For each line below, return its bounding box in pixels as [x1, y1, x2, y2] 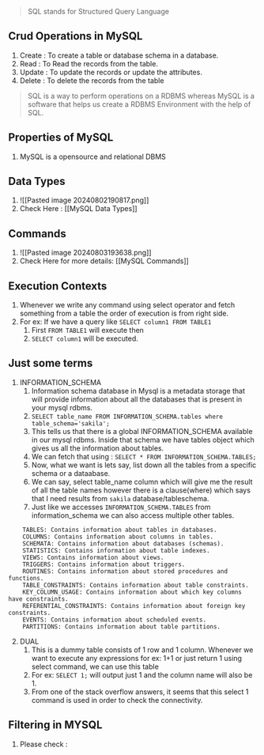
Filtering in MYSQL [8, 719, 103, 732]
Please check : [19, 739, 68, 749]
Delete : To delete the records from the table [19, 75, 164, 85]
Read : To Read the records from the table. [19, 59, 158, 68]
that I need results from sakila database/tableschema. [31, 493, 209, 503]
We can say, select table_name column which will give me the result [31, 477, 253, 486]
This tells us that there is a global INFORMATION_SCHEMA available [31, 426, 253, 436]
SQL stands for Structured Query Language [27, 7, 170, 16]
